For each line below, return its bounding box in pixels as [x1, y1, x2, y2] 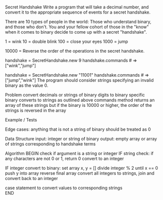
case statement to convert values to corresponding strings [5, 185, 123, 191]
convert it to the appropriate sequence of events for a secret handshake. [5, 9, 151, 15]
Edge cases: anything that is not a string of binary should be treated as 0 [5, 126, 151, 132]
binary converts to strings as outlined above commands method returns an [5, 97, 155, 103]
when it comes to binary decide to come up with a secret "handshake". [5, 29, 147, 35]
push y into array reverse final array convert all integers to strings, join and [5, 170, 155, 176]
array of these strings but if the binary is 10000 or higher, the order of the [5, 102, 152, 108]
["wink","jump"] [5, 63, 36, 68]
